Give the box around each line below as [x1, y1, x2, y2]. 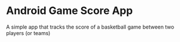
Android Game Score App [6, 4, 134, 17]
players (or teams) [6, 29, 51, 36]
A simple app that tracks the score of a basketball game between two [6, 23, 175, 30]
